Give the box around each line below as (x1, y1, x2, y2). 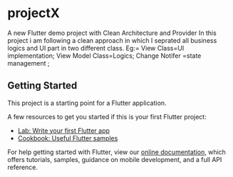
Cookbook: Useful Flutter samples (17, 133, 118, 142)
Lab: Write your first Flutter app (17, 126, 110, 135)
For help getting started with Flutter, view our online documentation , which (7, 148, 227, 156)
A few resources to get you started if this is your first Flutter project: (7, 112, 207, 121)
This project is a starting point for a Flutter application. (7, 98, 167, 107)
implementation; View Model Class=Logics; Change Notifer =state (7, 51, 202, 60)
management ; (7, 59, 50, 67)
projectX (7, 5, 61, 21)
